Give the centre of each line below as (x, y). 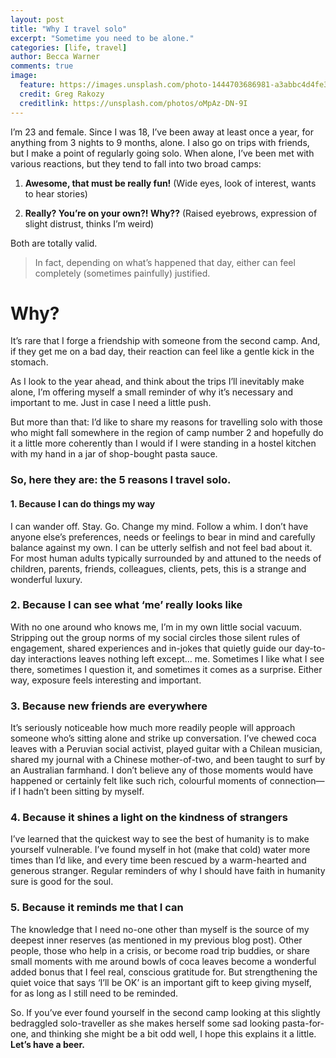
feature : (37, 85)
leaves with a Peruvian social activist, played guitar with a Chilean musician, (166, 749)
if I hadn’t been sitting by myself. (77, 792)
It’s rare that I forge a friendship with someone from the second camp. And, (165, 341)
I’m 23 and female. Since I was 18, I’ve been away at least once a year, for (162, 132)
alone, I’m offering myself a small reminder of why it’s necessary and (151, 392)
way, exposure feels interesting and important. (106, 680)
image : (24, 76)
